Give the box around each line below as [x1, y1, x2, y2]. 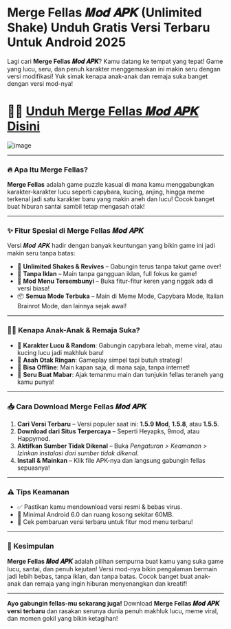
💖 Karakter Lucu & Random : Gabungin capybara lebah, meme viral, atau [16, 341, 223, 350]
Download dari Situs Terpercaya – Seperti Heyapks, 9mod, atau [16, 427, 200, 435]
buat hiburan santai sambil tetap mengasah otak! [7, 203, 146, 211]
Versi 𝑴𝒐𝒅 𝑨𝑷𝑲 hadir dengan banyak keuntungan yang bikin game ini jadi [7, 242, 215, 250]
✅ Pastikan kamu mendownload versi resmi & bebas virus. [16, 503, 182, 511]
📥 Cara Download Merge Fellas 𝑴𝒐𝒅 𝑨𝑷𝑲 [7, 402, 147, 411]
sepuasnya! [16, 464, 50, 472]
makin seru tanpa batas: [7, 249, 76, 258]
